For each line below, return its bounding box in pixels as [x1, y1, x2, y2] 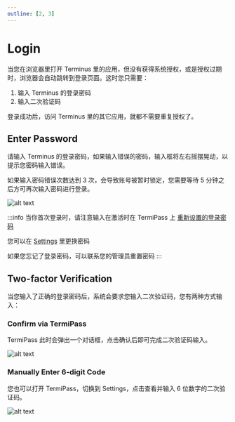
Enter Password [7, 133, 79, 145]
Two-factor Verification [7, 272, 112, 284]
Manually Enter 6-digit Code [7, 367, 106, 377]
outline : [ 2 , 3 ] [7, 10, 55, 18]
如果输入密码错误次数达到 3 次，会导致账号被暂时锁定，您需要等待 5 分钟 [7, 176, 219, 185]
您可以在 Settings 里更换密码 [7, 237, 90, 246]
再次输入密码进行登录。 [25, 185, 93, 193]
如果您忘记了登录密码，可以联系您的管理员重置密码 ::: [7, 252, 163, 261]
